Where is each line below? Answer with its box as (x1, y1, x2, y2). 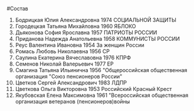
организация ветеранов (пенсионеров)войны (15, 98, 130, 105)
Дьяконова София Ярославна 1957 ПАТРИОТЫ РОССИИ (15, 29, 157, 36)
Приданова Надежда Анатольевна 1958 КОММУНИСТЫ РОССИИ (15, 35, 180, 42)
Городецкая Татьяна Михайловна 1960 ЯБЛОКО (15, 23, 136, 30)
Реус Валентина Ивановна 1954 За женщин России (15, 41, 145, 48)
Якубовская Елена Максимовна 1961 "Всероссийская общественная (15, 92, 189, 99)
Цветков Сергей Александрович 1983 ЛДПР (15, 79, 127, 86)
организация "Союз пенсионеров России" (15, 73, 123, 80)
